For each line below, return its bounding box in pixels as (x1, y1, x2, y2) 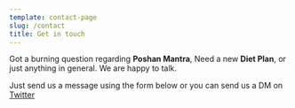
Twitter (9, 89, 36, 100)
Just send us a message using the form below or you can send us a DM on (9, 81, 283, 91)
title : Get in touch (9, 29, 86, 38)
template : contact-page (9, 12, 98, 22)
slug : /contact (9, 21, 66, 30)
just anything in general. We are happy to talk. (9, 63, 178, 73)
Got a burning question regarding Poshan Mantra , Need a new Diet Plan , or (9, 54, 287, 65)
